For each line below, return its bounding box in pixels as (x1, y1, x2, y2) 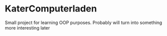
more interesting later (5, 24, 50, 30)
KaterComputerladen (5, 3, 97, 14)
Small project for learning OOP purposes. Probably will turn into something (5, 19, 162, 25)
